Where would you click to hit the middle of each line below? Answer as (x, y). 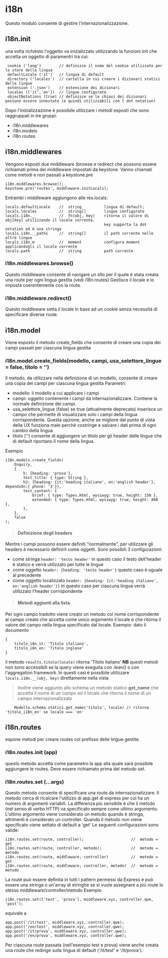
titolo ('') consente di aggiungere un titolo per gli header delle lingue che (87, 436)
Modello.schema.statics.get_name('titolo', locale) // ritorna (82, 707)
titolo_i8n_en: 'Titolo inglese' (49, 648)
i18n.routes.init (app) (31, 752)
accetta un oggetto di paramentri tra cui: (47, 56)
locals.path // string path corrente (69, 251)
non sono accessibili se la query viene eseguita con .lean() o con (72, 667)
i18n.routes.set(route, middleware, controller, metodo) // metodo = (81, 866)
